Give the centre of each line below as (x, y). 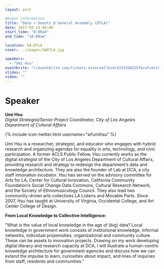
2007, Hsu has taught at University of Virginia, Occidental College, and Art (80, 201)
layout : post (18, 10)
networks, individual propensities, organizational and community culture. (78, 235)
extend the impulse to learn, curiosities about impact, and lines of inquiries (80, 256)
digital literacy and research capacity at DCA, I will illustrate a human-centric (82, 246)
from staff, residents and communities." (45, 261)
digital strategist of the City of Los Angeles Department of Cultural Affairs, (80, 160)
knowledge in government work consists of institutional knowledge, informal (82, 230)
